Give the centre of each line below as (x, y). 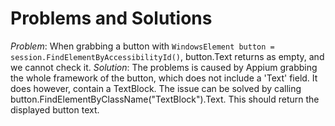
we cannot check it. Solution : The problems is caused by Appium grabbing (164, 67)
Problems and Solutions (111, 18)
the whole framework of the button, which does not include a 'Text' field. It (164, 78)
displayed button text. (55, 109)
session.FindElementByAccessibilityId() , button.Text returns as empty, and (167, 56)
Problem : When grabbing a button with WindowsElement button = (142, 46)
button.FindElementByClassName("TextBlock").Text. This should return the (165, 99)
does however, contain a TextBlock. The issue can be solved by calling (156, 88)
